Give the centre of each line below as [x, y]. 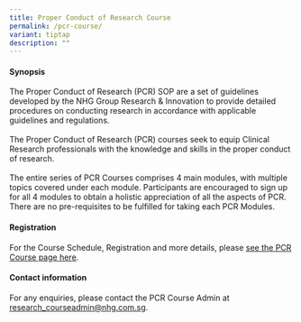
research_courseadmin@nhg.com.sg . [79, 307]
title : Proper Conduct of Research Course [90, 18]
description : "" [40, 43]
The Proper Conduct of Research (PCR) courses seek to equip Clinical [140, 140]
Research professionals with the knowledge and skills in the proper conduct [150, 149]
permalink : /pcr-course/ [56, 26]
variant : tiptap [40, 34]
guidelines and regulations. [59, 120]
